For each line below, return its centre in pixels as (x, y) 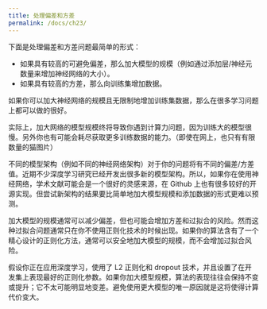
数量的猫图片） (33, 147)
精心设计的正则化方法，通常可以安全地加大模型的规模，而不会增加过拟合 (126, 240)
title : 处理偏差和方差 (42, 15)
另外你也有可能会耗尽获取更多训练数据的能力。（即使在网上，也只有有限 (139, 137)
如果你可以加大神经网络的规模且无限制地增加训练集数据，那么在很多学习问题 (133, 100)
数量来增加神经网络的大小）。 (67, 73)
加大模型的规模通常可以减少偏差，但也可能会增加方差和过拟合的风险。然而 (130, 220)
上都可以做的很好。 (40, 110)
